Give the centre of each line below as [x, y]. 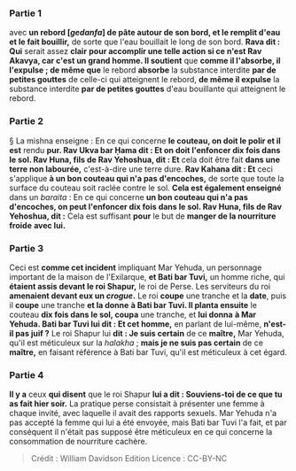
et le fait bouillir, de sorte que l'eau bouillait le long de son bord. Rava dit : [145, 42]
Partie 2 [27, 121]
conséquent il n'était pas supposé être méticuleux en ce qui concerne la [141, 432]
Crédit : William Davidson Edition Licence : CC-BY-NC [129, 459]
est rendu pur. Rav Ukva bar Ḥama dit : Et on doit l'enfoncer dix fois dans [145, 150]
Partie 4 [27, 374]
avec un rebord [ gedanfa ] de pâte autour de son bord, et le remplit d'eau [145, 33]
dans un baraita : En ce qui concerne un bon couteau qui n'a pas [129, 197]
